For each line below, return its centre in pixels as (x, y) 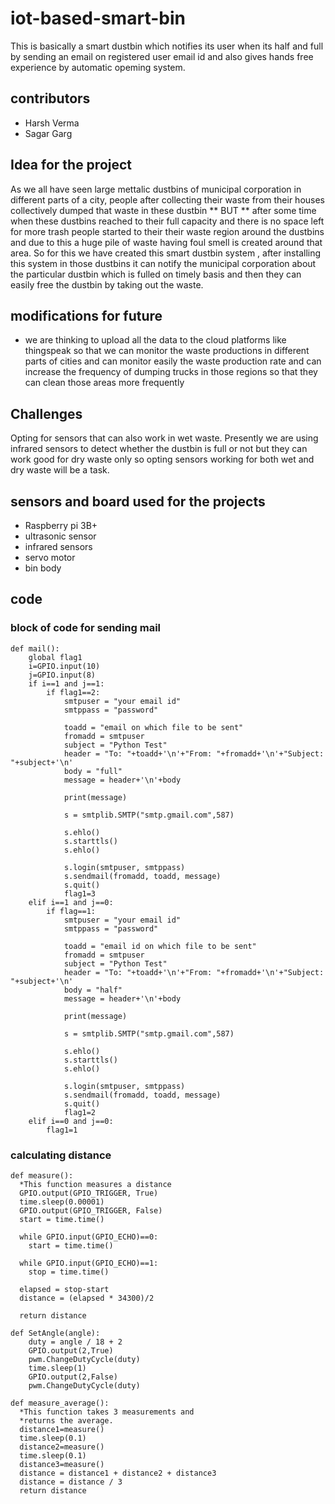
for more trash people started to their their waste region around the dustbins (167, 231)
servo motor (50, 557)
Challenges (46, 413)
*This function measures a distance (95, 1184)
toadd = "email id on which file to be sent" (160, 946)
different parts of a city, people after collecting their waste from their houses (167, 199)
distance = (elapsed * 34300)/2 (87, 1298)
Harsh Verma (52, 123)
